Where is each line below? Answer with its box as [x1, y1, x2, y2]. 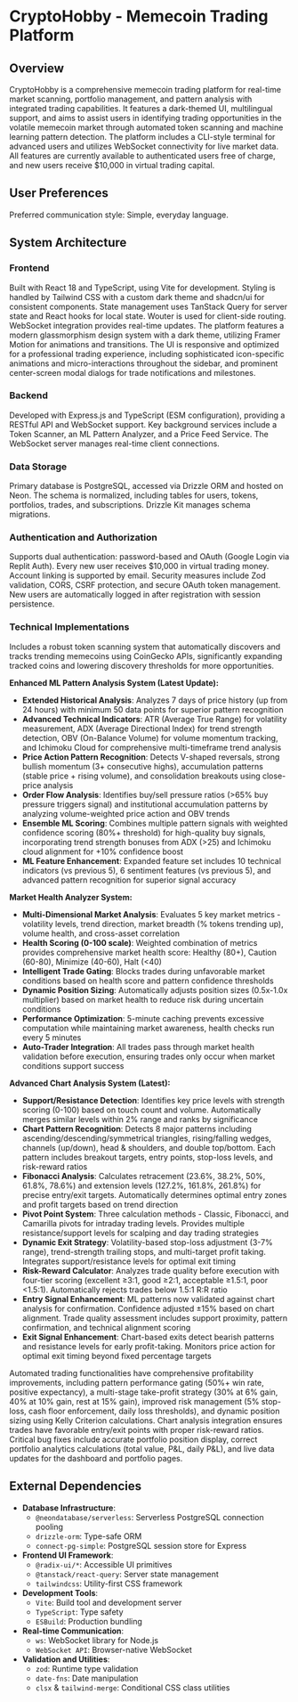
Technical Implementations [9, 621, 130, 633]
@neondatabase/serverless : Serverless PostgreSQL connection [35, 1511, 264, 1522]
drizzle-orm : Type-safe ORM [35, 1530, 142, 1542]
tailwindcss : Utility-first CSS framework [35, 1578, 183, 1589]
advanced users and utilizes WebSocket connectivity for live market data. [9, 141, 278, 151]
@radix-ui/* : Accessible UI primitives [35, 1559, 173, 1569]
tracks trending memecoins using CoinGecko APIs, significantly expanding [9, 650, 283, 661]
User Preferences [9, 185, 109, 201]
